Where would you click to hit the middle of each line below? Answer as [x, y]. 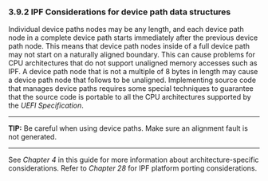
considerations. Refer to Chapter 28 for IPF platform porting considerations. [133, 168]
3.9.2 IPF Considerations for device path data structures [120, 12]
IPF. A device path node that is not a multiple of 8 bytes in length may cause [133, 72]
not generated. [33, 137]
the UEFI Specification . [46, 105]
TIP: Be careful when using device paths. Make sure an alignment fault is [128, 128]
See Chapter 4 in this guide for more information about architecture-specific [134, 160]
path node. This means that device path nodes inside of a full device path [129, 46]
